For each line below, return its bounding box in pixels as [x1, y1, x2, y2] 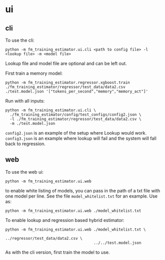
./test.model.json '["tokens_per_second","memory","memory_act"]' [5, 89, 148, 94]
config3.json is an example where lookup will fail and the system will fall [5, 136, 157, 141]
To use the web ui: [5, 169, 44, 175]
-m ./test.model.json [10, 121, 56, 126]
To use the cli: [5, 37, 34, 43]
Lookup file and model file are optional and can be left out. [5, 60, 128, 67]
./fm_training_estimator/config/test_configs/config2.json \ [10, 112, 142, 117]
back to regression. [5, 141, 46, 147]
